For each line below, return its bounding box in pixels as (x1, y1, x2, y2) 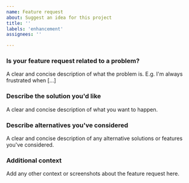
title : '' (6, 20, 31, 26)
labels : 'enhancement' (6, 25, 63, 32)
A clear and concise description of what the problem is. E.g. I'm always (6, 70, 183, 78)
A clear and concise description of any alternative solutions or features (6, 135, 183, 142)
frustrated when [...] (6, 77, 56, 84)
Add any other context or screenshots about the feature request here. (6, 170, 180, 178)
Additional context (6, 156, 62, 164)
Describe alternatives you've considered (6, 121, 129, 129)
